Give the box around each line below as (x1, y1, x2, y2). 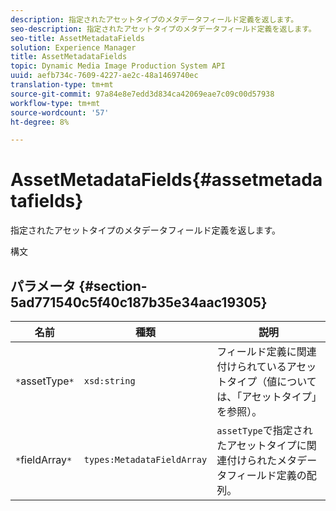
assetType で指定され (216, 424, 313, 437)
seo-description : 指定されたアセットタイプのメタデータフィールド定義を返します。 (10, 24, 317, 34)
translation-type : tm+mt (10, 80, 114, 90)
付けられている (216, 360, 287, 373)
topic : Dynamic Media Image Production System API (10, 61, 226, 71)
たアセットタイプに (216, 439, 307, 452)
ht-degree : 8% (10, 117, 70, 127)
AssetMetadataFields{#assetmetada (10, 169, 323, 191)
